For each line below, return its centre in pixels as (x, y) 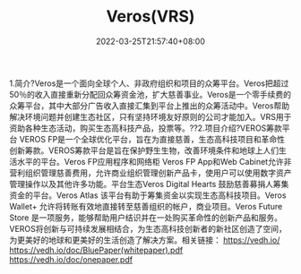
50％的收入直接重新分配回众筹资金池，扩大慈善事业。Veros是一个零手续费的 (150, 94)
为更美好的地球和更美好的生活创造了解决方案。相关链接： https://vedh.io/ (145, 240)
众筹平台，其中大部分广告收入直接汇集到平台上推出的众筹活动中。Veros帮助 (149, 106)
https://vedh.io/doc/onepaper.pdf (71, 259)
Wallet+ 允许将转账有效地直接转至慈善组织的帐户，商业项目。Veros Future (146, 206)
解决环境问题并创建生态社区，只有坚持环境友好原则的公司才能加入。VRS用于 (150, 116)
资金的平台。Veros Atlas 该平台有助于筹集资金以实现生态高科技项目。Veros (148, 195)
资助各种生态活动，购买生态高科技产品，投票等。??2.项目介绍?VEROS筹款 (146, 128)
